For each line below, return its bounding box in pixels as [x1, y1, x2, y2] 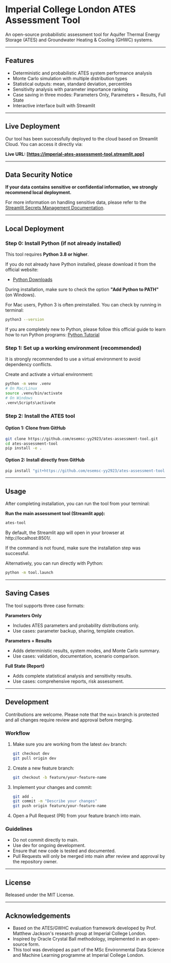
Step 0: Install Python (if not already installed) [5, 239, 121, 247]
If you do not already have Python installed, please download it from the [5, 261, 156, 268]
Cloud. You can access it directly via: [5, 141, 83, 147]
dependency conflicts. [5, 362, 52, 368]
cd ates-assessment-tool [5, 441, 58, 446]
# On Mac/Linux [5, 386, 38, 391]
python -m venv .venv [5, 381, 51, 387]
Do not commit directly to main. [12, 837, 79, 843]
